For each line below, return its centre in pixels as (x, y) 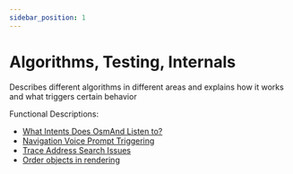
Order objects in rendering (71, 160)
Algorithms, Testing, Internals (123, 61)
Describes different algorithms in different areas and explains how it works (146, 87)
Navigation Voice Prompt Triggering (88, 141)
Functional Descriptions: (54, 114)
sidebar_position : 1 (48, 17)
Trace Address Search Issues (77, 150)
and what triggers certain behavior (73, 96)
